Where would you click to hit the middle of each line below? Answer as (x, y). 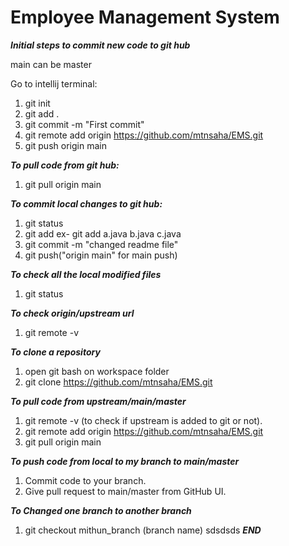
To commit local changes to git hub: (86, 203)
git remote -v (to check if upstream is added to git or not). (143, 420)
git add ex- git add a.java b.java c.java (103, 233)
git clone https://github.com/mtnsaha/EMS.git (118, 382)
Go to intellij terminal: (54, 83)
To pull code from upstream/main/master (98, 401)
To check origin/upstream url (72, 313)
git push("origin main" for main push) (101, 255)
